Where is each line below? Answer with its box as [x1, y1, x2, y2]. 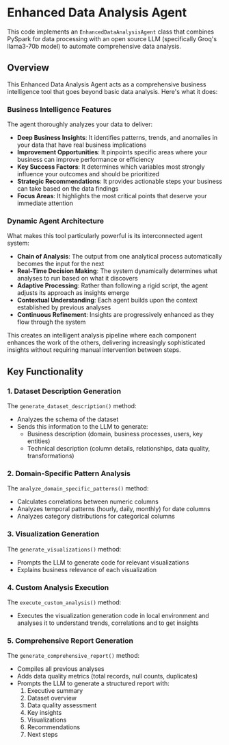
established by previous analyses [16, 303, 111, 311]
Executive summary [27, 687, 83, 695]
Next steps [27, 731, 58, 739]
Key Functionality [7, 366, 83, 377]
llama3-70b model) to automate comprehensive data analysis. [7, 42, 181, 50]
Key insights [27, 709, 62, 717]
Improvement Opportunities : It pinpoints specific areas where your [16, 148, 208, 156]
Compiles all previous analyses [16, 665, 105, 673]
